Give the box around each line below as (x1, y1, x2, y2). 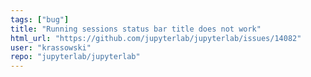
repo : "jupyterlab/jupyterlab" (10, 52, 141, 62)
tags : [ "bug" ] (10, 14, 70, 25)
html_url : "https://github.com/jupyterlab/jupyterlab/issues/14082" (10, 33, 302, 43)
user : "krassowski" (10, 42, 92, 53)
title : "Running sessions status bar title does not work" (10, 24, 262, 34)
